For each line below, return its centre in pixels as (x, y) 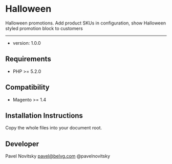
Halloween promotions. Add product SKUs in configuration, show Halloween (86, 23)
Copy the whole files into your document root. (54, 128)
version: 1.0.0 (27, 43)
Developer (22, 144)
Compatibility (27, 87)
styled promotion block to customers (44, 28)
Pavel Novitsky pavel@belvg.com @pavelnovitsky (58, 156)
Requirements (28, 59)
